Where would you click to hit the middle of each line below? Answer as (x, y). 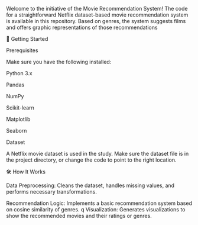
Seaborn (17, 131)
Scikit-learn (20, 108)
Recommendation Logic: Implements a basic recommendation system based (99, 203)
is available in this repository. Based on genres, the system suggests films (96, 21)
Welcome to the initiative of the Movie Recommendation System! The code (97, 9)
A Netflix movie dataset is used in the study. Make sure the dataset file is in (98, 154)
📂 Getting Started (27, 39)
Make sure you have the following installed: (59, 62)
